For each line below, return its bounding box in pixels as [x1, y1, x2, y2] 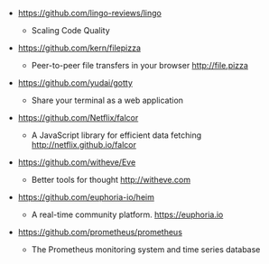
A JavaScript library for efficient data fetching [31, 130, 202, 141]
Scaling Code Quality [31, 25, 110, 35]
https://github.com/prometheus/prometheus [17, 227, 183, 237]
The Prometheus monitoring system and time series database [31, 244, 261, 255]
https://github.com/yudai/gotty [17, 77, 134, 88]
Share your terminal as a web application [31, 95, 183, 105]
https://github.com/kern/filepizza [17, 42, 142, 53]
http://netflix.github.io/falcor [31, 140, 137, 150]
